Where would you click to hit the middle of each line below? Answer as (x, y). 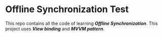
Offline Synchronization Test (67, 9)
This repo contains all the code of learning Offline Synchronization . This (82, 23)
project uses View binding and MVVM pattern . (55, 28)
